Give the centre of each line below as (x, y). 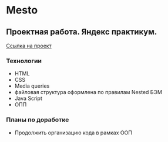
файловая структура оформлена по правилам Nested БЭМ (88, 92)
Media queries (32, 86)
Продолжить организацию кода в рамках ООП (73, 133)
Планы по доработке (38, 120)
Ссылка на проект (29, 46)
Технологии (24, 61)
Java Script (28, 98)
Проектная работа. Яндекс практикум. (82, 32)
